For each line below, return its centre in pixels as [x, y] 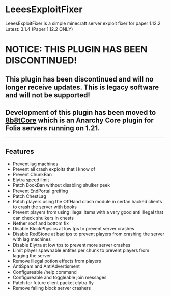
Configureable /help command [45, 272]
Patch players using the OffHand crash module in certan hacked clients [87, 202]
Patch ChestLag [30, 196]
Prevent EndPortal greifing [40, 191]
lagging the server [32, 256]
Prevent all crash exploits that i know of [54, 169]
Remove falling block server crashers [52, 288]
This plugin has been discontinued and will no [79, 79]
